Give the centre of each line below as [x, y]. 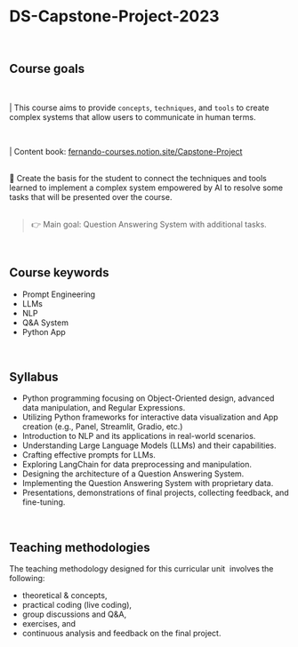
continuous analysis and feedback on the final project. [121, 634]
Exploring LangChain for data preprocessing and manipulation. [137, 465]
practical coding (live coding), [77, 605]
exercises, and [49, 624]
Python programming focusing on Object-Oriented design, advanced [148, 398]
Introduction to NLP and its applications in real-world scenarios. [139, 436]
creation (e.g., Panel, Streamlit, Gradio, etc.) [102, 427]
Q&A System [45, 323]
